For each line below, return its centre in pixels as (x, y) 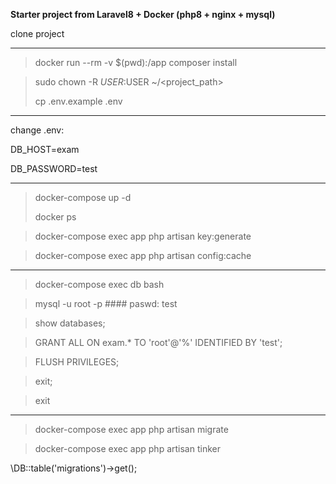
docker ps (55, 217)
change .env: (37, 130)
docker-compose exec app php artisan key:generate (143, 236)
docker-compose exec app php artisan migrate (131, 429)
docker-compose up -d (83, 197)
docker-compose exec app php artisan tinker (127, 448)
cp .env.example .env (78, 101)
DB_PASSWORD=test (54, 168)
